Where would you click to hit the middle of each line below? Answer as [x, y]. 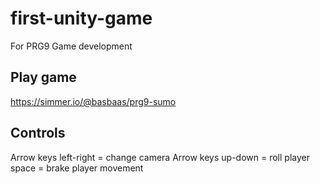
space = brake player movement [77, 168]
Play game [43, 77]
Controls [38, 133]
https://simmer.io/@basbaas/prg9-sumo [93, 101]
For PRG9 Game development [71, 46]
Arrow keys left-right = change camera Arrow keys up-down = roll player [160, 157]
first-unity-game [81, 18]
